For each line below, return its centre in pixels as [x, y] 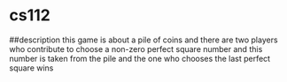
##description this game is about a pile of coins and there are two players [143, 40]
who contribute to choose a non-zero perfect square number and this [136, 48]
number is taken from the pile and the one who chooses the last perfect [140, 58]
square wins [31, 68]
